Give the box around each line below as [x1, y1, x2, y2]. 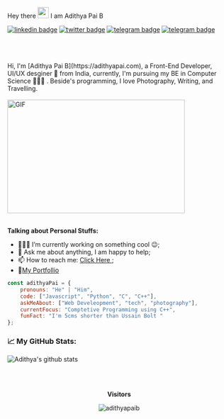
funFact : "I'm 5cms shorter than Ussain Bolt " [20, 313, 163, 320]
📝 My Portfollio [17, 266, 60, 274]
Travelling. [7, 84, 38, 92]
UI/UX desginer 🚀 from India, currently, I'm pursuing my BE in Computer [7, 69, 217, 77]
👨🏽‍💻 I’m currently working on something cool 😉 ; [17, 240, 160, 248]
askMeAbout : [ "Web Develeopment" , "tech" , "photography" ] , [20, 299, 198, 306]
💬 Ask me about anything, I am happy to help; [17, 248, 151, 256]
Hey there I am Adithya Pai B [7, 11, 104, 20]
